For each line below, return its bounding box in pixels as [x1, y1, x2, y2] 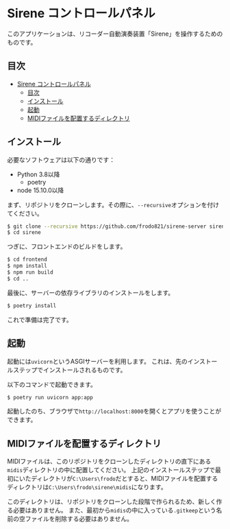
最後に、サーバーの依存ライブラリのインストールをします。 [7, 288, 175, 296]
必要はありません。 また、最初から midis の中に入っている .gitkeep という [12, 506, 216, 515]
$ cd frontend [7, 256, 48, 263]
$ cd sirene [7, 229, 41, 236]
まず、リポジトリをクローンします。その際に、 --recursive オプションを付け [7, 200, 220, 209]
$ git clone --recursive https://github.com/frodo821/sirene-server [7, 223, 207, 230]
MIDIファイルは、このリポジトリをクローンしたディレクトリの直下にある [7, 457, 212, 466]
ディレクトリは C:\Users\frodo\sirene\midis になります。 [7, 483, 167, 491]
